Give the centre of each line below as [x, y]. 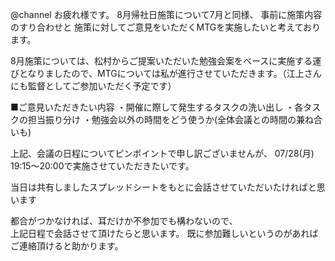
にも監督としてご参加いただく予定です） [93, 86]
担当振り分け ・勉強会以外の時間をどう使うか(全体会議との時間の [162, 119]
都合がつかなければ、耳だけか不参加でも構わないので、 [124, 221]
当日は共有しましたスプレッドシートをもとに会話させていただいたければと [163, 187]
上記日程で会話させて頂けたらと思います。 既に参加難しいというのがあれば [164, 233]
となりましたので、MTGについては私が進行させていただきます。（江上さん [170, 73]
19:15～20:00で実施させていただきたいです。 [102, 166]
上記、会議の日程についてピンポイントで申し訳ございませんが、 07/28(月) [162, 153]
